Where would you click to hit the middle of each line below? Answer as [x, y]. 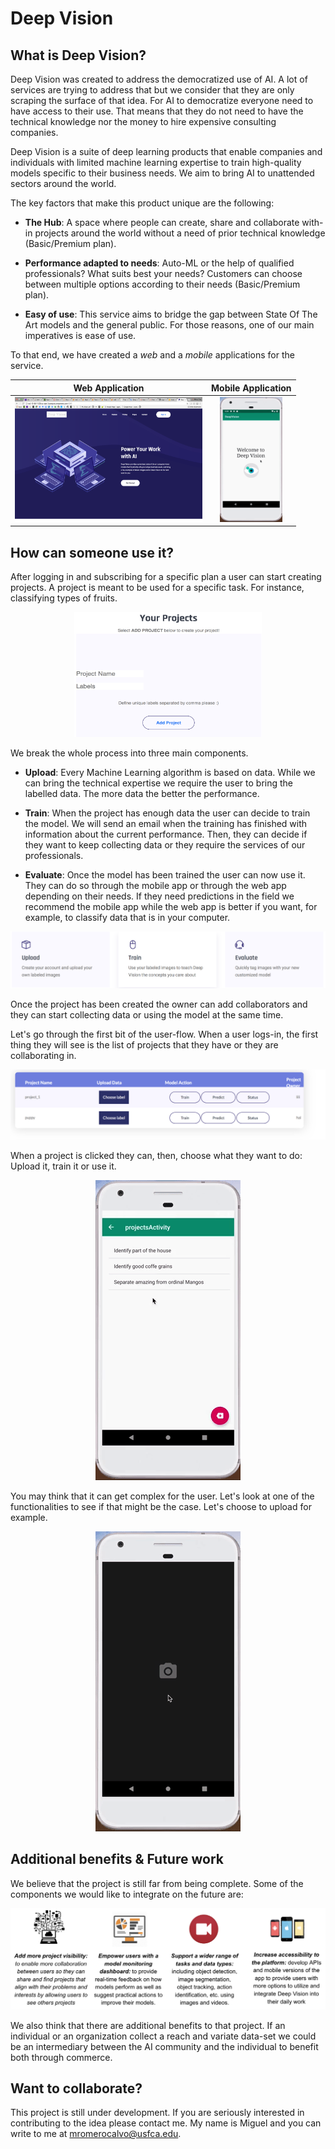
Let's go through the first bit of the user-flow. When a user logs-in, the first [164, 1034]
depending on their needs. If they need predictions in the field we [159, 896]
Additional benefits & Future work [117, 1859]
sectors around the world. [63, 183]
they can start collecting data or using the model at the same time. [147, 1014]
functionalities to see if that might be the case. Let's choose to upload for [161, 1506]
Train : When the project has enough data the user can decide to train [167, 813]
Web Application [109, 388]
